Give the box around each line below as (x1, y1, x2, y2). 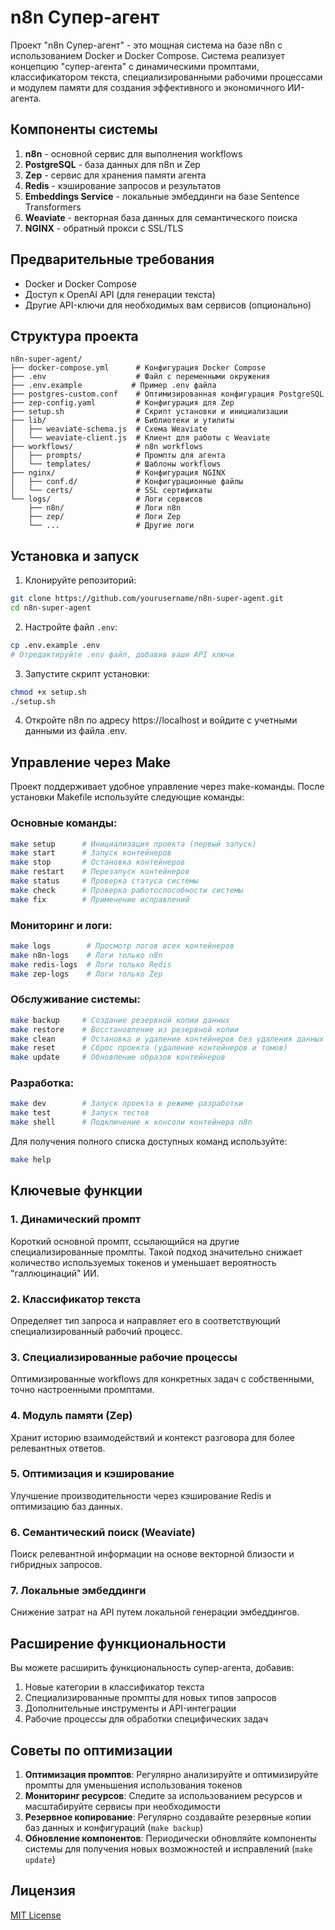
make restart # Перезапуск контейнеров (10, 867, 190, 877)
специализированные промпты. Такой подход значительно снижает (10, 1246, 303, 1258)
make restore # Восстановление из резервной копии (10, 1024, 240, 1035)
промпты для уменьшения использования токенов (24, 1779, 243, 1791)
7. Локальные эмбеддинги (10, 1584, 147, 1598)
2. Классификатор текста (10, 1292, 141, 1306)
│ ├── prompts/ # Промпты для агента (10, 451, 226, 461)
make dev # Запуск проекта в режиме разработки (10, 1099, 244, 1109)
